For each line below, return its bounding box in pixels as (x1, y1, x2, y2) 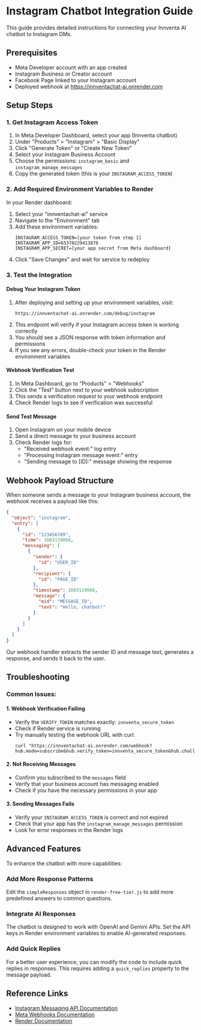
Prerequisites (6, 48, 58, 58)
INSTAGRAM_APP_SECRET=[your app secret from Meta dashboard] (14, 245, 172, 251)
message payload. (6, 971, 52, 978)
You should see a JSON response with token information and (14, 334, 166, 341)
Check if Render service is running (14, 725, 101, 732)
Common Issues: (6, 690, 57, 698)
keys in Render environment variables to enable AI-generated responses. (6, 930, 187, 937)
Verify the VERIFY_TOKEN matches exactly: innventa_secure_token (14, 718, 175, 725)
